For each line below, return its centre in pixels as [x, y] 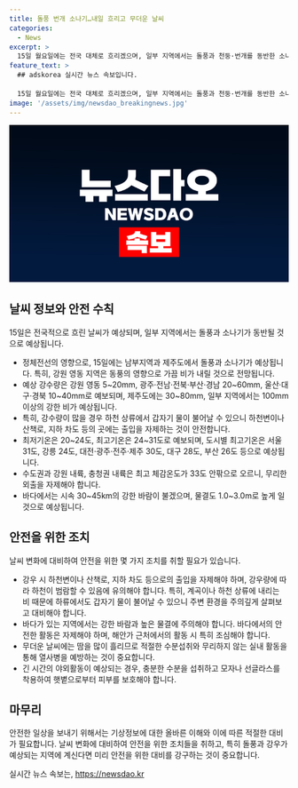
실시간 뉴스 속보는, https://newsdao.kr [77, 774]
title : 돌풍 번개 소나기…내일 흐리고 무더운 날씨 [87, 19]
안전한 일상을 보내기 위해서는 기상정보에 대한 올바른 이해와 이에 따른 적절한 [138, 733]
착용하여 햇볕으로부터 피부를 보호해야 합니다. [99, 679]
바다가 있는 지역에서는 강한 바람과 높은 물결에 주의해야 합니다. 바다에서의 [147, 624]
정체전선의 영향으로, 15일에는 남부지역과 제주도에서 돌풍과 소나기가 [137, 362]
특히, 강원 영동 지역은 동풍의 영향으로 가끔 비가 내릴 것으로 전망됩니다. [154, 373]
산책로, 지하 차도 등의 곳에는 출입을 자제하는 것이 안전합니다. [126, 429]
